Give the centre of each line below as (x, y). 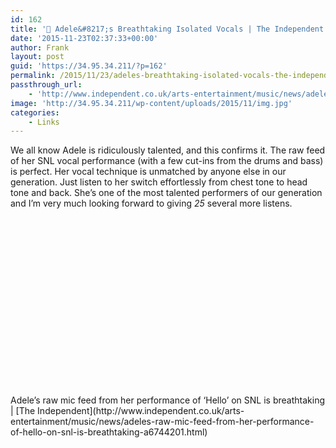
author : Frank (40, 47)
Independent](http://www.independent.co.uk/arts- (141, 410)
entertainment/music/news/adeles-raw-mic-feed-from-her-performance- (162, 421)
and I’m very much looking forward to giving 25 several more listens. (151, 203)
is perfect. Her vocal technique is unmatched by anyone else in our (148, 172)
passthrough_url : (46, 85)
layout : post (37, 57)
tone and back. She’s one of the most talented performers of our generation (166, 193)
